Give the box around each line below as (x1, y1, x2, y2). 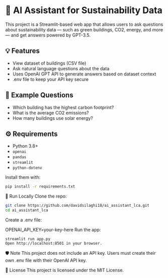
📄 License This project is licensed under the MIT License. (5, 267, 124, 273)
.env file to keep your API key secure (12, 76, 89, 82)
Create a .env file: (5, 217, 42, 223)
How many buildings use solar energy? (12, 115, 93, 121)
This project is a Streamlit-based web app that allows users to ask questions (5, 21, 163, 27)
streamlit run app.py (5, 237, 51, 242)
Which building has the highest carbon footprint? (12, 104, 114, 110)
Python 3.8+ (12, 143, 39, 149)
